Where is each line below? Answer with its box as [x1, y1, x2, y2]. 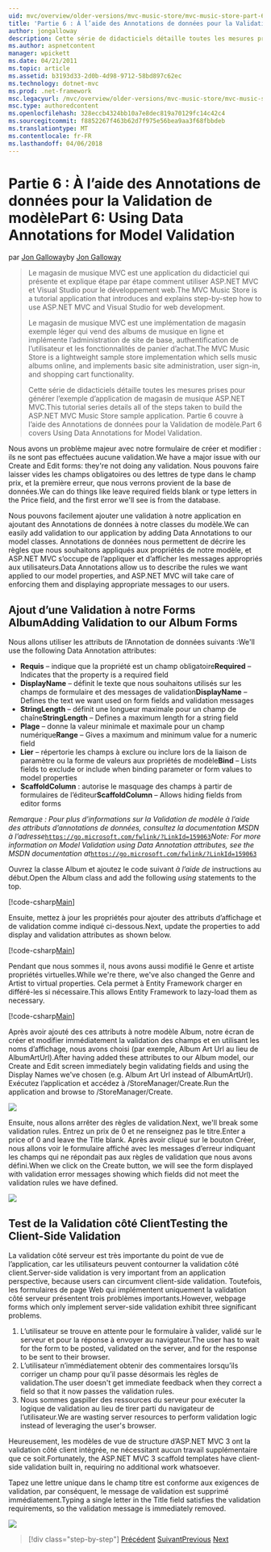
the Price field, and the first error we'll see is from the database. [8, 495, 221, 505]
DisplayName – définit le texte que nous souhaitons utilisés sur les [19, 679, 242, 688]
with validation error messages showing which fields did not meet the [8, 1169, 240, 1180]
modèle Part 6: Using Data [8, 208, 184, 227]
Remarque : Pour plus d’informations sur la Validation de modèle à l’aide [8, 814, 250, 824]
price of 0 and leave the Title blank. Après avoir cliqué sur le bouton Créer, [8, 1135, 256, 1145]
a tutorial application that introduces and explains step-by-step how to [27, 294, 262, 304]
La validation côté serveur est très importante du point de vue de [8, 1251, 224, 1260]
